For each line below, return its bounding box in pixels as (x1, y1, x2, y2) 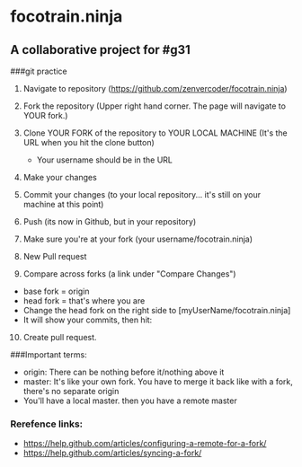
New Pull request (22, 251, 87, 261)
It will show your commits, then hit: (22, 314, 153, 325)
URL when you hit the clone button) (22, 137, 155, 147)
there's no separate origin (22, 386, 120, 396)
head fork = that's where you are (22, 295, 146, 306)
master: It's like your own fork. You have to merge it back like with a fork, (22, 376, 293, 387)
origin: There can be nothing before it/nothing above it (22, 366, 225, 377)
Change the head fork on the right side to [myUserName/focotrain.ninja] (22, 305, 291, 315)
